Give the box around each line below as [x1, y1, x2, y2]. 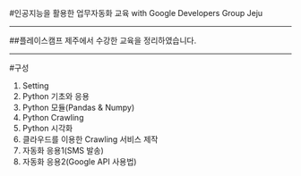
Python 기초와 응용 [21, 91, 90, 101]
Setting [21, 80, 49, 91]
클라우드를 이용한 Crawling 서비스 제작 [21, 134, 159, 145]
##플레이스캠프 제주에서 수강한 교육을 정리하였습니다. [9, 35, 197, 46]
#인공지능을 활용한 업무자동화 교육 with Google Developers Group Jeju [9, 8, 263, 18]
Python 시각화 [21, 123, 73, 133]
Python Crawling [21, 113, 84, 122]
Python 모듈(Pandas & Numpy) [21, 102, 135, 113]
